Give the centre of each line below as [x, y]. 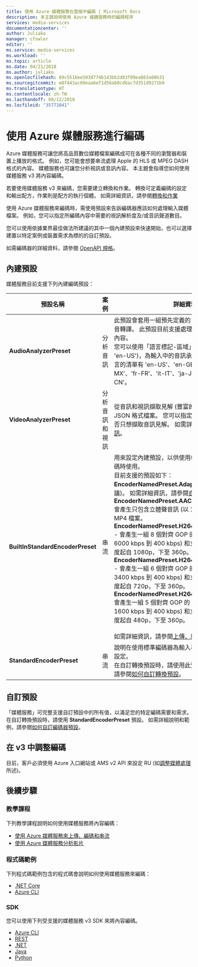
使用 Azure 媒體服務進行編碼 [75, 136]
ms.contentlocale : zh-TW [37, 94]
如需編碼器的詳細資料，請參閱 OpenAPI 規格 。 [62, 248]
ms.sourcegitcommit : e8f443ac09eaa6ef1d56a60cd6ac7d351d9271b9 [85, 83]
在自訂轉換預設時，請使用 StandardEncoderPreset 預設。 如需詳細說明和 [95, 720]
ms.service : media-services [41, 50]
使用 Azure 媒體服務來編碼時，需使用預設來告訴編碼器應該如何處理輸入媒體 [97, 208]
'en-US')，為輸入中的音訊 [150, 356]
